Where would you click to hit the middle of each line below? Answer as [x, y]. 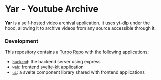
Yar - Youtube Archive [52, 9]
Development [22, 41]
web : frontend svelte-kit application [48, 67]
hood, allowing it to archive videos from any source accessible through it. [81, 28]
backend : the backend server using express [56, 62]
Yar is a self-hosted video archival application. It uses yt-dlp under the [78, 23]
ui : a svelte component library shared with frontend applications [78, 72]
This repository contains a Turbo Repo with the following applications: [77, 52]
